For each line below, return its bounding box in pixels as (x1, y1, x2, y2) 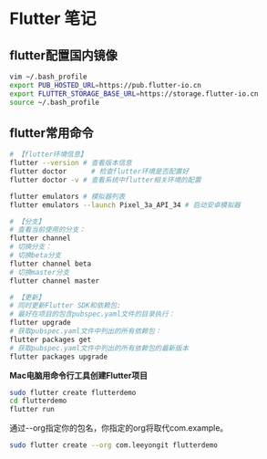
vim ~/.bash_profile (9, 72, 88, 81)
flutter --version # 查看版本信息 (9, 159, 132, 168)
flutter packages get (9, 335, 92, 344)
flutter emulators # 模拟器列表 (9, 192, 126, 201)
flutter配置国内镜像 (9, 47, 118, 63)
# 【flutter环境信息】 (9, 150, 87, 160)
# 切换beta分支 (9, 251, 62, 260)
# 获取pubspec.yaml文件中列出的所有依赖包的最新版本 (9, 343, 190, 352)
